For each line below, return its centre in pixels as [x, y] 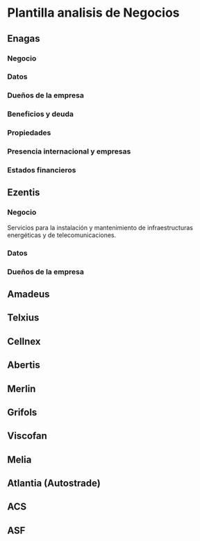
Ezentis [24, 193]
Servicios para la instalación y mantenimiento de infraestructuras [100, 227]
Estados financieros [42, 170]
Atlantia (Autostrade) [54, 484]
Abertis [24, 365]
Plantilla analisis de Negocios [93, 13]
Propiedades [29, 133]
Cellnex [24, 341]
